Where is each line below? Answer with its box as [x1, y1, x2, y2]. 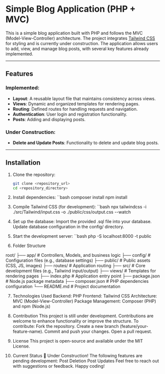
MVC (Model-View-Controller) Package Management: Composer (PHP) [12, 298, 156, 304]
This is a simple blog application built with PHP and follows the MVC [5, 30, 143, 36]
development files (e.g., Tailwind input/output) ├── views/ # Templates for [5, 268, 156, 274]
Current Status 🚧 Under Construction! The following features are [12, 353, 142, 359]
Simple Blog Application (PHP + [5, 3, 136, 15]
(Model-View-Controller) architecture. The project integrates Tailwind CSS [5, 35, 156, 41]
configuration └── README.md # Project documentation [5, 283, 120, 290]
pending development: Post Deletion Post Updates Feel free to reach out [12, 358, 159, 364]
